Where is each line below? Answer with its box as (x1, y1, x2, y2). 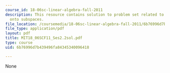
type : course (5, 40, 33, 45)
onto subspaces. (10, 17, 44, 22)
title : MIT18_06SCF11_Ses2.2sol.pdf (5, 36, 82, 41)
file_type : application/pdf (5, 26, 65, 31)
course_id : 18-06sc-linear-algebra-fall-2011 (5, 7, 103, 13)
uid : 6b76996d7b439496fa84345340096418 (5, 45, 90, 50)
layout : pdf (5, 31, 30, 36)
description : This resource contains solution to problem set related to (5, 12, 164, 17)
